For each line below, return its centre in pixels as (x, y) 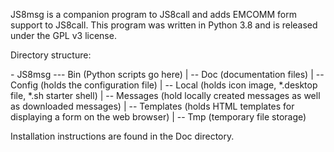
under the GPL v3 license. (63, 35)
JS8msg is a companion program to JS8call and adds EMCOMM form (153, 14)
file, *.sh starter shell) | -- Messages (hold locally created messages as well (165, 95)
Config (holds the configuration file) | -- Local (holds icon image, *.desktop (164, 85)
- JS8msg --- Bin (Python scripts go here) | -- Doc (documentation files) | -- (167, 74)
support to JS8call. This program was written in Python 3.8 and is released (164, 25)
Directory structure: (51, 55)
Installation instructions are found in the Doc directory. (122, 136)
